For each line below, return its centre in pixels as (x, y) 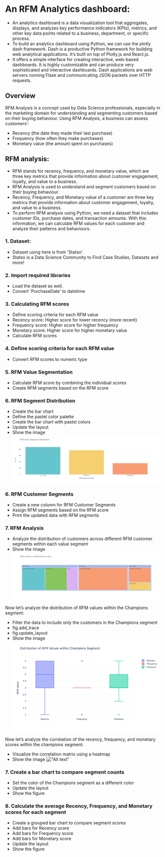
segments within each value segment (50, 544)
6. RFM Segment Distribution (40, 400)
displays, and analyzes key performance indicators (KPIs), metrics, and (84, 28)
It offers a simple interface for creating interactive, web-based (75, 59)
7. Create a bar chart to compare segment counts (65, 772)
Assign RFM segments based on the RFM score (60, 510)
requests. (22, 80)
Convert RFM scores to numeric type (50, 359)
